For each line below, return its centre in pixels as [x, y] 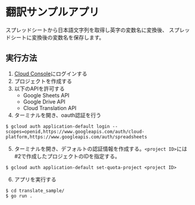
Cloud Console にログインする [51, 74]
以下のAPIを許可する [39, 88]
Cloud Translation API [50, 108]
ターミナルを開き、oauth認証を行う [58, 115]
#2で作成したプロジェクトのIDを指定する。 [67, 156]
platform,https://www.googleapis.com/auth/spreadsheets [76, 137]
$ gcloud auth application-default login [58, 126]
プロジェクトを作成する [43, 81]
